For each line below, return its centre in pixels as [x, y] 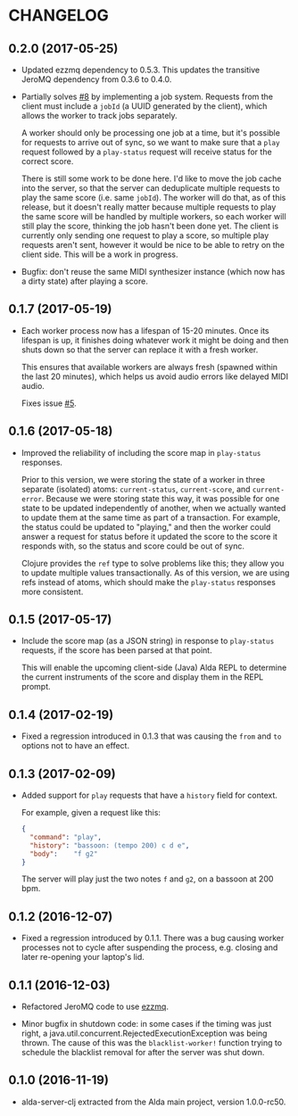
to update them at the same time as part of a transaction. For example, [150, 517]
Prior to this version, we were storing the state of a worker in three [143, 479]
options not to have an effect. [75, 746]
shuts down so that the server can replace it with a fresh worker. [140, 350]
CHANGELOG [58, 16]
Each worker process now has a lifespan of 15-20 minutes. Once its [145, 330]
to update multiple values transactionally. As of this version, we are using [155, 573]
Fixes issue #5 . [49, 403]
